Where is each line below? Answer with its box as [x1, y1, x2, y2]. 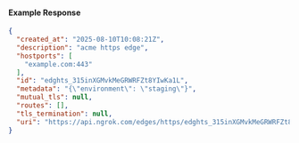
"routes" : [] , [16, 101, 69, 110]
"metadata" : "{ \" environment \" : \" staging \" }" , [16, 84, 197, 93]
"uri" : [16, 117, 41, 126]
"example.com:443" [24, 60, 93, 68]
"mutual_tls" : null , [16, 93, 93, 102]
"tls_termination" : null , [16, 109, 113, 118]
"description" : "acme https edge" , [16, 43, 149, 52]
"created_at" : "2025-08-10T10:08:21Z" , [16, 36, 165, 44]
